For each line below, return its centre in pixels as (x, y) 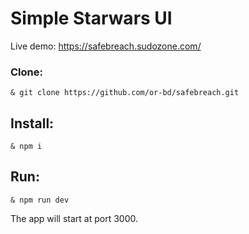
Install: (32, 123)
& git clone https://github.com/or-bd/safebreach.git (125, 93)
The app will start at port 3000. (74, 218)
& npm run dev (40, 200)
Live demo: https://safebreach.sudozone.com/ (106, 46)
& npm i (26, 147)
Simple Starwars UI (91, 18)
